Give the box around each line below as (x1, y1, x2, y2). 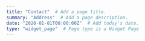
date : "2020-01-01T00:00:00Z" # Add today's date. (6, 20, 139, 26)
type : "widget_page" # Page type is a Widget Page (6, 25, 139, 32)
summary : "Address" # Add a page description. (6, 14, 129, 20)
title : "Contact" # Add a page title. (6, 8, 107, 15)
